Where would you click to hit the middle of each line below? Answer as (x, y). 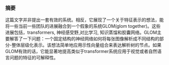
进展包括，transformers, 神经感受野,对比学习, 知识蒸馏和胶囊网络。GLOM (81, 32)
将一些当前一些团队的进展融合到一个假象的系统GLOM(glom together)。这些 (83, 26)
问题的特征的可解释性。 (34, 58)
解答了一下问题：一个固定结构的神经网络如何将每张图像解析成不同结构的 (84, 39)
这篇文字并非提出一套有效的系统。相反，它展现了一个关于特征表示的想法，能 (84, 20)
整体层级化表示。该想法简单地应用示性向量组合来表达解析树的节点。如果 (87, 45)
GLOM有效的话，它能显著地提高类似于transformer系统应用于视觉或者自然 (81, 51)
